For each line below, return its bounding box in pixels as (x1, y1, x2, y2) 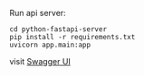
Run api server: (9, 8, 66, 18)
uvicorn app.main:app (9, 40, 91, 49)
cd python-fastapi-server (9, 25, 107, 34)
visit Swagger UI (9, 56, 71, 66)
